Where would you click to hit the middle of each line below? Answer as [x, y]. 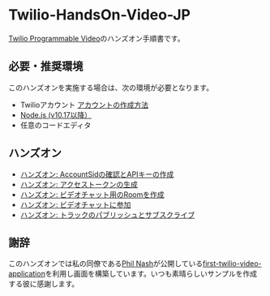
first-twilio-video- [232, 264]
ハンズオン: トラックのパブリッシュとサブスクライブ [107, 214]
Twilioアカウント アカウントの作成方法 [84, 105]
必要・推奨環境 [46, 66]
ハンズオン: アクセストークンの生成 [79, 184]
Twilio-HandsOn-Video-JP [99, 15]
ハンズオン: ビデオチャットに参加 [75, 204]
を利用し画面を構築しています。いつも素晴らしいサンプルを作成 [151, 274]
